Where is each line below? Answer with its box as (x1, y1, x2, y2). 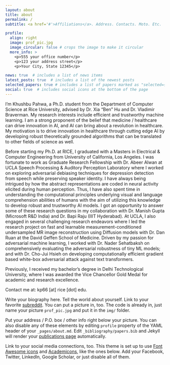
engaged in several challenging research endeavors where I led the (5, 218, 146, 225)
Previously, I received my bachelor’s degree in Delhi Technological (5, 266, 144, 272)
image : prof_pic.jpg (10, 40, 53, 46)
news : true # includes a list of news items (5, 73, 103, 78)
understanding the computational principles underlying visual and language (5, 191, 163, 198)
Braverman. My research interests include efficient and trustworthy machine (5, 112, 164, 118)
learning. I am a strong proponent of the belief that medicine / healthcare (5, 117, 157, 123)
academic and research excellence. (5, 277, 79, 283)
